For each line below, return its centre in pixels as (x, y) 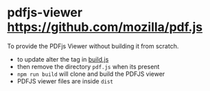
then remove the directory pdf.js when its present (88, 66)
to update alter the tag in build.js (63, 59)
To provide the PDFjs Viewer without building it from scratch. (93, 46)
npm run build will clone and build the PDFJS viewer (91, 74)
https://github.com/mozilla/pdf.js (105, 27)
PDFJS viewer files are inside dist (65, 81)
